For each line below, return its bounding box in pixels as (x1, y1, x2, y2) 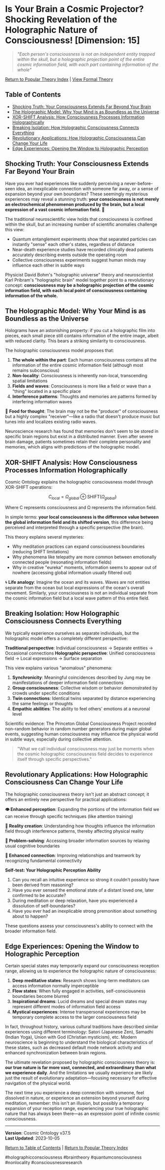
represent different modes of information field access (12, 1004, 121, 1010)
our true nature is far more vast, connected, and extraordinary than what (5, 1065, 156, 1071)
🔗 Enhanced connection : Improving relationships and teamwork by (5, 852, 141, 858)
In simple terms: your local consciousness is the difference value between (5, 514, 159, 520)
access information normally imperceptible (12, 983, 99, 989)
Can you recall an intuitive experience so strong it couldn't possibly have (12, 876, 160, 882)
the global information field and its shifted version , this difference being (5, 519, 153, 525)
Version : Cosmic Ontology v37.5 (5, 1130, 71, 1136)
